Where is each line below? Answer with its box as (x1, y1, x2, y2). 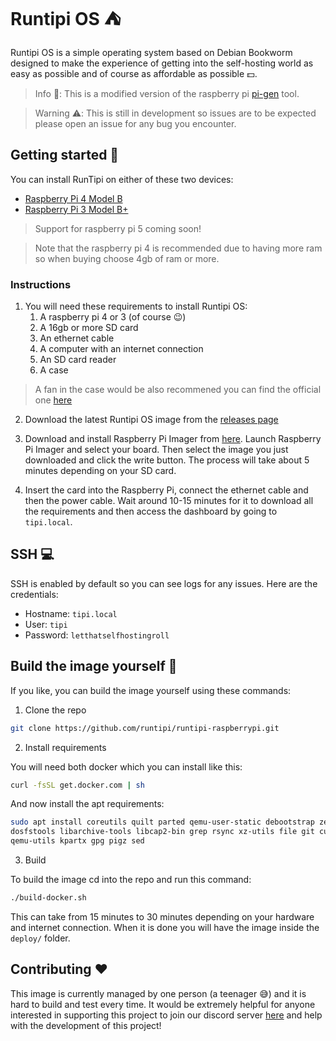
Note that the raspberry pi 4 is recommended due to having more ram (34, 242, 323, 254)
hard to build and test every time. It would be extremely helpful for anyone (10, 998, 316, 1010)
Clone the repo (24, 704, 87, 716)
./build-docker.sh (10, 893, 87, 903)
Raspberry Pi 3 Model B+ (24, 203, 129, 215)
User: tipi (24, 618, 68, 630)
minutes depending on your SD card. (24, 465, 177, 477)
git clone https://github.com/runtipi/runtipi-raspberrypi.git (10, 723, 280, 733)
